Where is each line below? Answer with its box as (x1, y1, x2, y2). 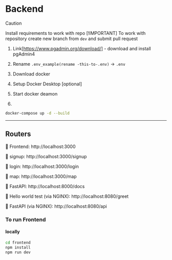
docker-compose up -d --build (5, 110, 70, 116)
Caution (5, 20, 22, 26)
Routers (5, 129, 31, 139)
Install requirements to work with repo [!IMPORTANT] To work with (5, 30, 146, 36)
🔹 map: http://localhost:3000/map (5, 173, 77, 179)
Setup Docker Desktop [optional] (12, 81, 82, 87)
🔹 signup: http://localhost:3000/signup (5, 153, 87, 159)
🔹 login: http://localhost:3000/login (5, 163, 79, 170)
